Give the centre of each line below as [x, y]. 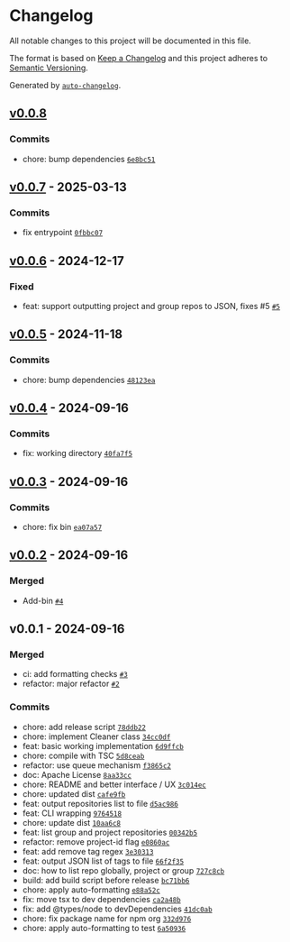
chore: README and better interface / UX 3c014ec [114, 784]
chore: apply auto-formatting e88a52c [91, 890]
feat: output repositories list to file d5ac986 [100, 803]
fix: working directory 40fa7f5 [77, 453]
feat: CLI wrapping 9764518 [72, 813]
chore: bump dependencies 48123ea [89, 380]
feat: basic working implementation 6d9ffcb [103, 745]
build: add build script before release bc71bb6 [106, 880]
